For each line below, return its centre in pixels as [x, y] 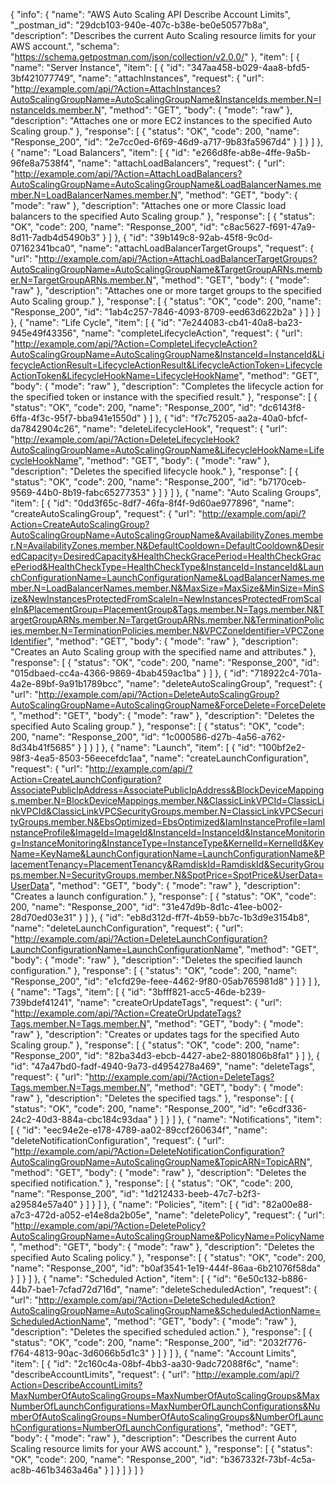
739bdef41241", [42, 1002]
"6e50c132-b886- [270, 1278]
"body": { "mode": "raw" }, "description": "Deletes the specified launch [156, 960]
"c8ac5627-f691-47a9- [268, 227]
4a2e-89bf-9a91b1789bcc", [67, 683]
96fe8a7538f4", [42, 163]
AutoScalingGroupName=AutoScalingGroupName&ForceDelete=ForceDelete [168, 705]
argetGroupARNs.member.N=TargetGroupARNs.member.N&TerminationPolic [167, 620]
